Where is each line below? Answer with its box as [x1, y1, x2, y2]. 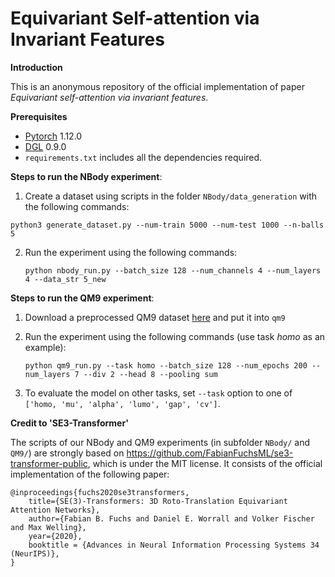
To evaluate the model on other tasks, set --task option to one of [24, 387, 293, 399]
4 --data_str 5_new [24, 274, 107, 284]
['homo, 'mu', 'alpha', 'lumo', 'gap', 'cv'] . [24, 397, 221, 409]
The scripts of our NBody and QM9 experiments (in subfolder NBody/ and [10, 436, 311, 448]
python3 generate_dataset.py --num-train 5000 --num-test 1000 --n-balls [10, 220, 325, 230]
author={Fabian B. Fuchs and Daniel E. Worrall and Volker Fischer [28, 513, 315, 524]
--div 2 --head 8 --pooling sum [83, 369, 218, 379]
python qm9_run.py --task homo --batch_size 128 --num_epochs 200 [24, 360, 308, 371]
